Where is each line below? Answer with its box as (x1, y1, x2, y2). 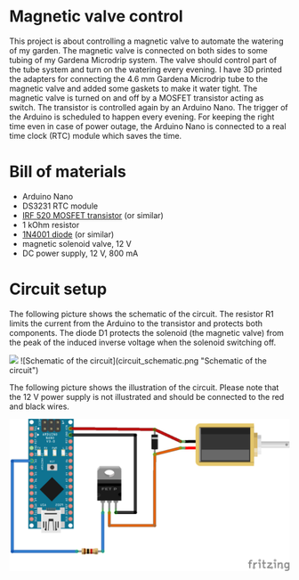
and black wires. (9, 401, 69, 412)
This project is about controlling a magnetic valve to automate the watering (9, 36, 284, 46)
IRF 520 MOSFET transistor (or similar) (21, 209, 165, 220)
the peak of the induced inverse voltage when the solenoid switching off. (9, 337, 277, 347)
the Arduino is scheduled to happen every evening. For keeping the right (9, 111, 275, 122)
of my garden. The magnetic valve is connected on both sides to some (9, 45, 269, 55)
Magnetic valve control (9, 6, 184, 27)
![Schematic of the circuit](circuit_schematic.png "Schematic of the (20, 355, 267, 366)
